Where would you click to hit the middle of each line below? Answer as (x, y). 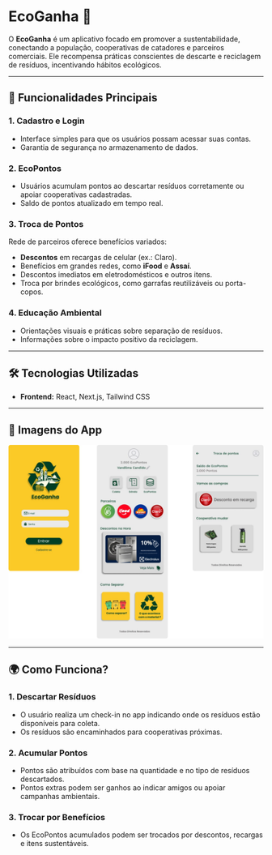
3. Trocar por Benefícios (57, 817)
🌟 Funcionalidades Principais (83, 98)
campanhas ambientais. (60, 797)
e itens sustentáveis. (54, 844)
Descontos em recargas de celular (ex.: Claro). (98, 258)
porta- (236, 284)
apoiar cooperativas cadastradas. (76, 195)
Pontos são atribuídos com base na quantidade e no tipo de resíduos (135, 771)
